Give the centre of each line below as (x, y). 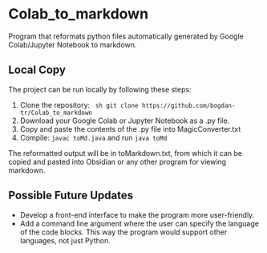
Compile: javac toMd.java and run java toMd (93, 137)
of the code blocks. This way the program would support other (123, 232)
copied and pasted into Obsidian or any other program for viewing (117, 161)
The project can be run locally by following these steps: (100, 89)
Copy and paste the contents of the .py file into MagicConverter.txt (130, 129)
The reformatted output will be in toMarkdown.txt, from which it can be (125, 153)
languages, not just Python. (65, 240)
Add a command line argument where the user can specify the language (139, 223)
